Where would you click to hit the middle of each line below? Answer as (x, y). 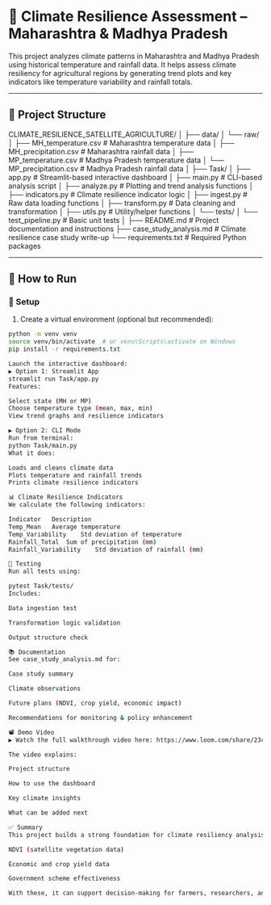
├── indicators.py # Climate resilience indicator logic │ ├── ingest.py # (128, 194)
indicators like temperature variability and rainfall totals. (100, 82)
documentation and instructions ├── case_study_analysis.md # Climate (127, 229)
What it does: (32, 453)
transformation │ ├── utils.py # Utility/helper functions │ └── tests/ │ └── (133, 211)
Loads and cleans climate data (61, 468)
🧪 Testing (25, 564)
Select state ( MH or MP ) (50, 401)
